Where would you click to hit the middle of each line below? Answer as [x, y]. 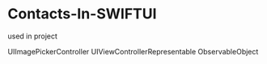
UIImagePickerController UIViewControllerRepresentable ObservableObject [133, 51]
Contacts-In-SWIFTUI [82, 14]
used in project [33, 36]
